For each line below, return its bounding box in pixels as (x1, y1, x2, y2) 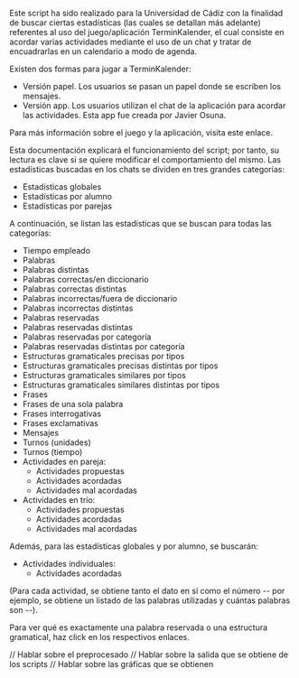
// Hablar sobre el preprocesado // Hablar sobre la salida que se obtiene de (9, 649, 289, 660)
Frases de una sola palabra (22, 399, 124, 409)
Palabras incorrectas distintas (22, 302, 134, 313)
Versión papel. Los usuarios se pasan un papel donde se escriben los (22, 81, 282, 91)
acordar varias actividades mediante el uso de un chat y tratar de (9, 36, 252, 47)
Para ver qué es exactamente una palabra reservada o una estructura (9, 622, 268, 633)
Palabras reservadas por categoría (22, 331, 152, 342)
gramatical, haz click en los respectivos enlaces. (9, 632, 190, 642)
